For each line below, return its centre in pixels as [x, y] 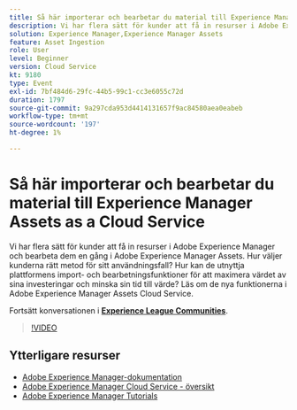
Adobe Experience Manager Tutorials [90, 396]
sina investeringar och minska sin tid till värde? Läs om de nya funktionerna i [148, 283]
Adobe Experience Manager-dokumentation [102, 376]
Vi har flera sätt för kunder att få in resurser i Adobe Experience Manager [142, 246]
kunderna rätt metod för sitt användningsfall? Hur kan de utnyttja [127, 265]
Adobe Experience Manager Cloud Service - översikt [118, 386]
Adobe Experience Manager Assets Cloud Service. [102, 293]
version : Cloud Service [53, 67]
